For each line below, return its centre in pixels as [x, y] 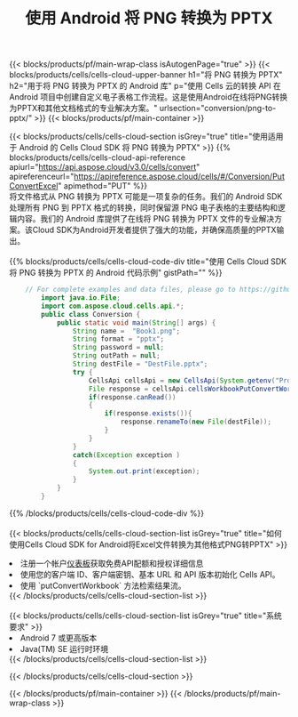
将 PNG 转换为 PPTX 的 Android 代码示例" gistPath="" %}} [116, 273]
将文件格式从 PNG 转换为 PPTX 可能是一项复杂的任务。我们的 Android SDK [146, 197]
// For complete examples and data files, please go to [131, 290]
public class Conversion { [91, 314]
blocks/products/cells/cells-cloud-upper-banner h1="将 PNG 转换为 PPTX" [146, 75]
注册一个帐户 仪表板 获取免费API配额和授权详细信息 [112, 563]
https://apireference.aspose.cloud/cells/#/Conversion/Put [180, 177]
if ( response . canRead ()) [132, 397]
